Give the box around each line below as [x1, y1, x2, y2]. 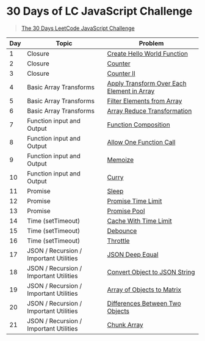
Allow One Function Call [107, 137, 176, 146]
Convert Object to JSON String [107, 268, 195, 276]
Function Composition [107, 120, 170, 129]
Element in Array [107, 87, 155, 95]
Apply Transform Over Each [107, 79, 187, 87]
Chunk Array [107, 320, 143, 329]
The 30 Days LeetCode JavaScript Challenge [21, 24, 135, 32]
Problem [138, 38, 164, 47]
